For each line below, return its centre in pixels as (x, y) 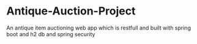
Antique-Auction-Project (71, 11)
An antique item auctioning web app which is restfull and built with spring (99, 28)
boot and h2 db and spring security (51, 34)
